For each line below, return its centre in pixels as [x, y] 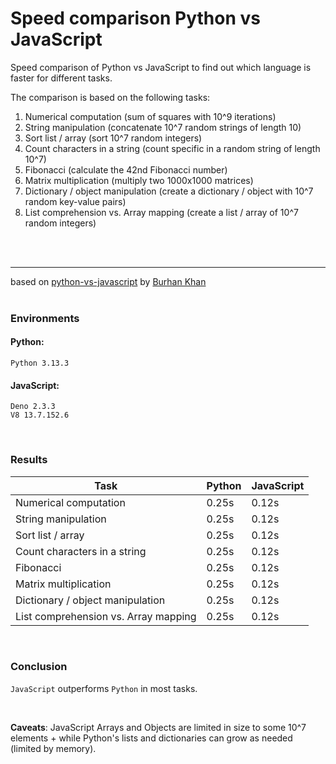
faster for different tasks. [61, 78]
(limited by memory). [53, 748]
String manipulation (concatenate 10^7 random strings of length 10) [163, 127]
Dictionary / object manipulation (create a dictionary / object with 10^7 [169, 191]
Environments [45, 318]
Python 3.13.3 [40, 363]
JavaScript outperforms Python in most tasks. [104, 688]
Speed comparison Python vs [135, 18]
